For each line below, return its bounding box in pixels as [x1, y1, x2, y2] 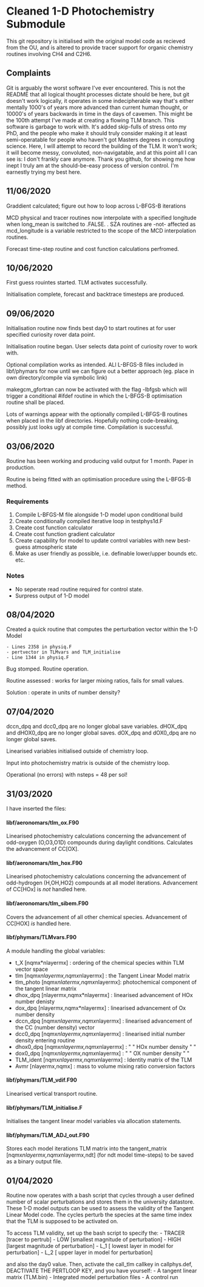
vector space [15, 965, 49, 973]
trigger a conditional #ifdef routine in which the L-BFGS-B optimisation [6, 392, 183, 400]
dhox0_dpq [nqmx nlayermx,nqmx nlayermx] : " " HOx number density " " [15, 1043, 196, 1050]
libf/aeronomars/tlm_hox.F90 [6, 859, 83, 866]
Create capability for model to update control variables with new [15, 537, 176, 545]
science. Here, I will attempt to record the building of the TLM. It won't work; [6, 142, 197, 150]
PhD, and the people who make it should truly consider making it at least [6, 129, 187, 136]
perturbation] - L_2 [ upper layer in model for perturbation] [6, 1249, 153, 1256]
